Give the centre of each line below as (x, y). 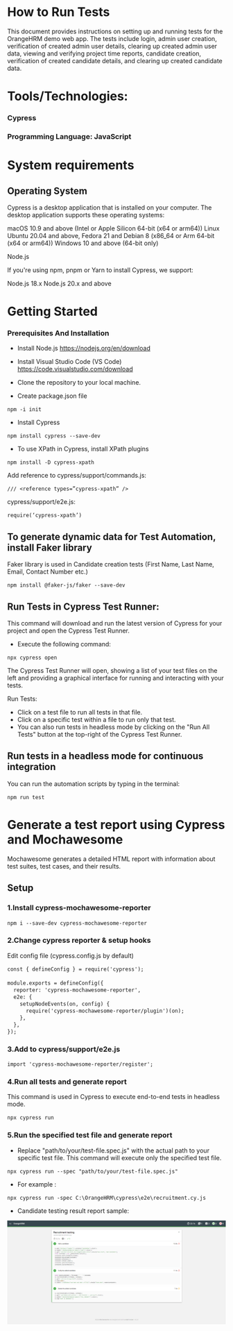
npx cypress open (32, 658)
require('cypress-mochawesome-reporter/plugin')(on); (105, 1011)
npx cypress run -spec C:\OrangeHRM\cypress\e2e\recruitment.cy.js (107, 1198)
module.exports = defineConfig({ (55, 983)
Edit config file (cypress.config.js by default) (70, 955)
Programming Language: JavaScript (69, 136)
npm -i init (24, 410)
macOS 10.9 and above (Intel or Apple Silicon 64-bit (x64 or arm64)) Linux (113, 228)
